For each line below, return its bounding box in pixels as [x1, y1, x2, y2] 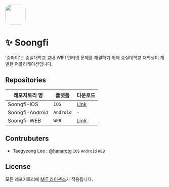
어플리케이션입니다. [14, 61, 53, 67]
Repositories [5, 76, 47, 84]
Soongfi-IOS [8, 101, 38, 108]
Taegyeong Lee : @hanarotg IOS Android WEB [12, 148, 105, 154]
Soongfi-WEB [8, 117, 41, 124]
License [5, 162, 31, 171]
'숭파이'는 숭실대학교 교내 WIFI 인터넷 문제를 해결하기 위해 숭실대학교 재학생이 [5, 55, 159, 61]
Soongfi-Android [8, 109, 49, 116]
